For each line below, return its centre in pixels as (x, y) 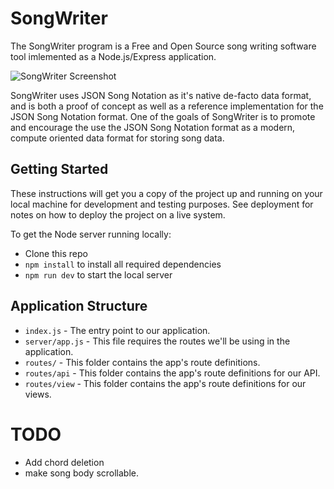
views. (38, 394)
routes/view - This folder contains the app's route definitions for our (165, 383)
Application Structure (79, 306)
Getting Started (59, 169)
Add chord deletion (64, 462)
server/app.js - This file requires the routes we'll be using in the (157, 341)
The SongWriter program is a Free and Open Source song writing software (163, 46)
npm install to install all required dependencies (123, 264)
